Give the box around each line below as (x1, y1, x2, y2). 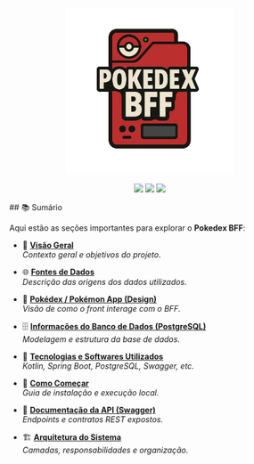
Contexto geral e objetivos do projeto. (21, 249, 162, 260)
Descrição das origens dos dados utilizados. (21, 277, 187, 287)
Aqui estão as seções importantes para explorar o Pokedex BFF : (9, 223, 246, 233)
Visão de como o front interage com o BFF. (21, 304, 181, 313)
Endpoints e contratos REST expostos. (21, 414, 163, 425)
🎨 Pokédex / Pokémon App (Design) (21, 294, 158, 305)
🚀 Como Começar (21, 378, 89, 388)
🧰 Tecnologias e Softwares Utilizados (21, 351, 164, 362)
